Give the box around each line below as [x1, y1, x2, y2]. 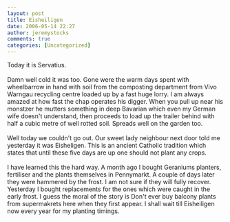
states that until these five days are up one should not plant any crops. [7, 148, 207, 157]
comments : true [7, 36, 51, 43]
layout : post [7, 10, 45, 17]
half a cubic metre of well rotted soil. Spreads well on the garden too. [7, 120, 203, 127]
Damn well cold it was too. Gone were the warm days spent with [7, 76, 189, 83]
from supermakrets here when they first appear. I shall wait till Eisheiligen [7, 200, 215, 208]
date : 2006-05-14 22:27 [7, 23, 76, 30]
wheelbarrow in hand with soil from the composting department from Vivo [7, 83, 217, 91]
